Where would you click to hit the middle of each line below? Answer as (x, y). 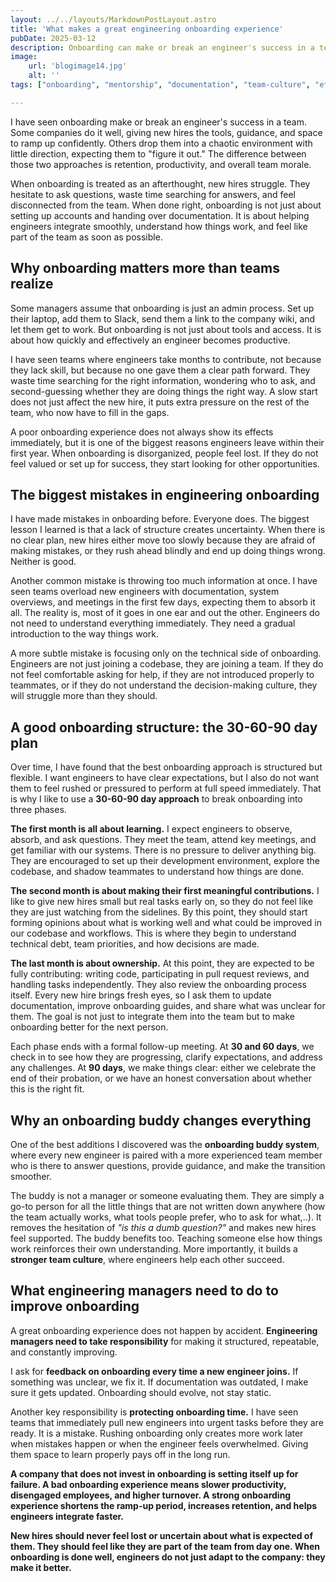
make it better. (41, 1567)
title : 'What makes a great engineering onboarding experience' (147, 29)
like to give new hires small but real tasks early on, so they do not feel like (162, 902)
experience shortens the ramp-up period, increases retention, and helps (164, 1505)
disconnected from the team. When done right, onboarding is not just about (166, 205)
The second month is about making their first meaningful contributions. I (165, 891)
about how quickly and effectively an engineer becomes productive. (150, 340)
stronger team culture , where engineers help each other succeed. (147, 1259)
